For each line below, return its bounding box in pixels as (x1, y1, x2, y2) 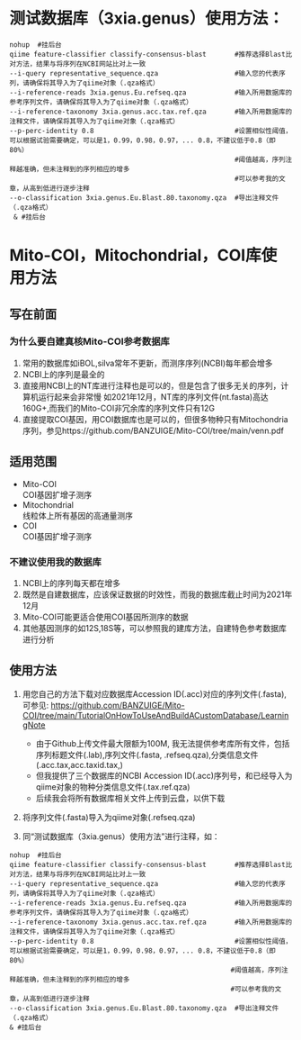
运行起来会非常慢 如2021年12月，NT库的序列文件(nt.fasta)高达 (38, 391, 269, 402)
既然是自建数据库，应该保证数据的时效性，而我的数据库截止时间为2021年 (22, 589, 293, 600)
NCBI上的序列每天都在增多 (22, 577, 121, 588)
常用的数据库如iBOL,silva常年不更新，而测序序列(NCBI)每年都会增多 (22, 357, 273, 368)
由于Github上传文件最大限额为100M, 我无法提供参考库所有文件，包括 (35, 737, 290, 748)
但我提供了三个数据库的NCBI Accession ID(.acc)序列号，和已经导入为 (35, 770, 293, 781)
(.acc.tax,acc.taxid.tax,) (35, 759, 124, 770)
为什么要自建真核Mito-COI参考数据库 (9, 335, 171, 348)
